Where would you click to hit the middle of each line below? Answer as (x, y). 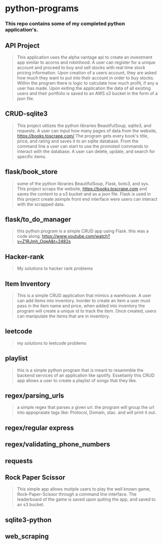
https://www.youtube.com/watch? (76, 236)
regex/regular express (40, 428)
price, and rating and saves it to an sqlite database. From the (78, 141)
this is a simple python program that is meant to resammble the (80, 370)
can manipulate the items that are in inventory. (63, 316)
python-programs (42, 9)
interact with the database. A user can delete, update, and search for (86, 151)
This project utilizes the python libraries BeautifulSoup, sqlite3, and (84, 125)
